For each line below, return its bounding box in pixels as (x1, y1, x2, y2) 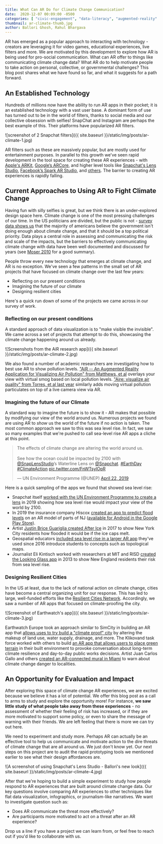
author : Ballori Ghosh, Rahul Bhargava (5, 25, 86, 30)
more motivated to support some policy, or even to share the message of (5, 714, 151, 720)
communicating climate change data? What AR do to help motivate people (5, 59, 153, 65)
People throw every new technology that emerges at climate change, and (5, 258, 151, 264)
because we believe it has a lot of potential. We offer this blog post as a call (5, 693, 156, 699)
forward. (5, 75, 22, 81)
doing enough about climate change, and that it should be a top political (5, 228, 149, 234)
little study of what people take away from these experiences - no (5, 703, 141, 709)
